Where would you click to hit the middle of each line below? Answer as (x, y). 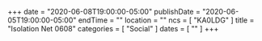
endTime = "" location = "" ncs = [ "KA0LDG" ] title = (166, 20)
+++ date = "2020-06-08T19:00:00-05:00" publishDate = (104, 12)
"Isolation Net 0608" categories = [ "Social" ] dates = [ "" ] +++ (113, 29)
